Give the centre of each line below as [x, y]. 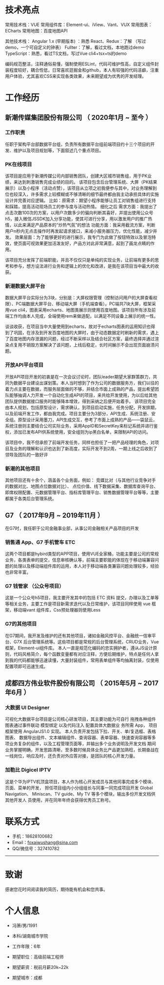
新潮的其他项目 [23, 468]
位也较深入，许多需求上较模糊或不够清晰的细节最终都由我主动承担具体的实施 [82, 194]
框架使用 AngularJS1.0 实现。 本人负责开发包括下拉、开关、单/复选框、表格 [81, 731]
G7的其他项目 [21, 624]
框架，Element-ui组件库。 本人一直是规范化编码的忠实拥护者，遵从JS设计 [79, 648]
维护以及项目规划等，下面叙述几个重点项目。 [58, 150]
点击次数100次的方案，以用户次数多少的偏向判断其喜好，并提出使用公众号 [79, 213]
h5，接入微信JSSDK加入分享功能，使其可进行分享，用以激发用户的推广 [77, 219]
